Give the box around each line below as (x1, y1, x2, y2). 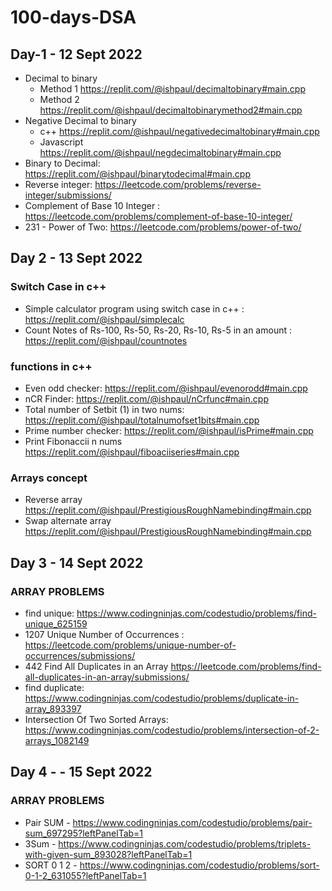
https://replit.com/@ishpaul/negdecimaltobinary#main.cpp (39, 147, 282, 158)
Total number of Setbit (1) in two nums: (24, 403, 185, 415)
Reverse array (24, 494, 83, 506)
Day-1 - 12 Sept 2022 (10, 46, 143, 63)
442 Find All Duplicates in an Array (24, 660, 169, 672)
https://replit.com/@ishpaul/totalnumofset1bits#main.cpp (24, 414, 260, 426)
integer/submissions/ (24, 189, 112, 201)
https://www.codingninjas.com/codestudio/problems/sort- (79, 859, 320, 871)
